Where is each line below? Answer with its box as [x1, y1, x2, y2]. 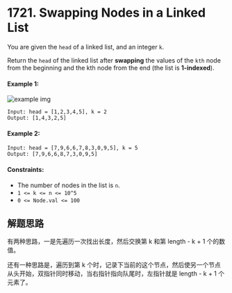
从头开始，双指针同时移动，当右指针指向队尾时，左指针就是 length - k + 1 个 [7, 269, 224, 278]
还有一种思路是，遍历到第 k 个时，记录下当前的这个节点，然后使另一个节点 [7, 261, 221, 269]
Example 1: [7, 79, 40, 88]
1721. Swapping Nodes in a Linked [7, 5, 206, 21]
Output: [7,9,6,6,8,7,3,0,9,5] [7, 151, 98, 158]
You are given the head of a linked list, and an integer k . [7, 42, 165, 51]
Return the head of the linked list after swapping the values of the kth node [7, 56, 221, 64]
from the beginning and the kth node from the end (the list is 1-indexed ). [7, 63, 215, 72]
